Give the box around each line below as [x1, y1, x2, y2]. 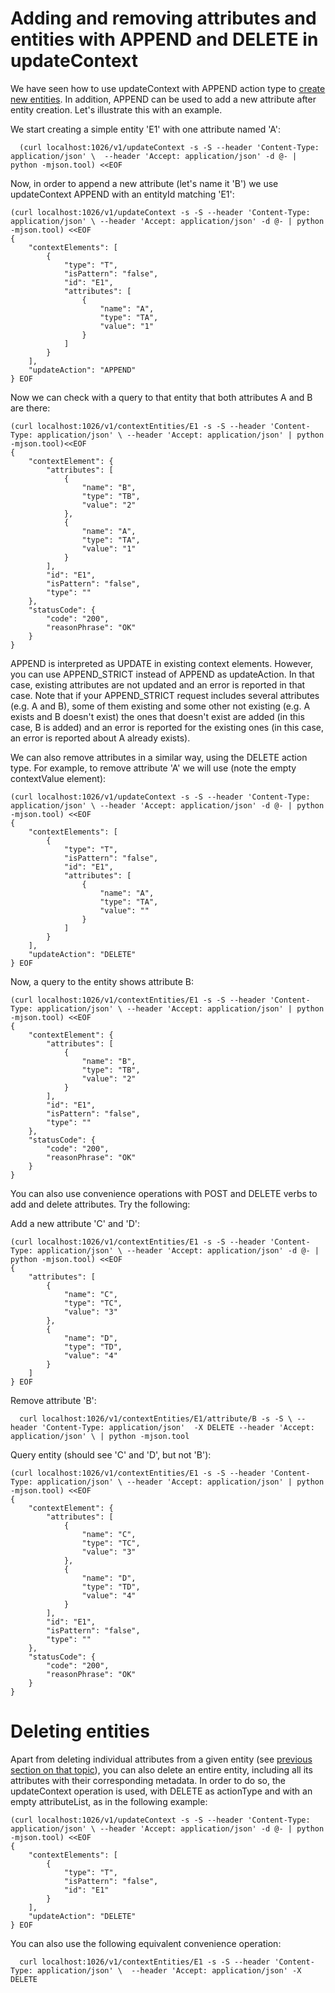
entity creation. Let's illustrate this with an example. [10, 103, 223, 116]
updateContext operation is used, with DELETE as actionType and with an [10, 1785, 313, 1797]
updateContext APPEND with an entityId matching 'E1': [10, 188, 235, 200]
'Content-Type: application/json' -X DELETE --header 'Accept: [41, 1422, 315, 1432]
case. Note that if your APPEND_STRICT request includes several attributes [10, 689, 320, 701]
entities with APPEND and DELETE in [10, 28, 319, 51]
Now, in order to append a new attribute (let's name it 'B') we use [10, 177, 279, 189]
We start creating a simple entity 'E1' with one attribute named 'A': [10, 123, 282, 135]
